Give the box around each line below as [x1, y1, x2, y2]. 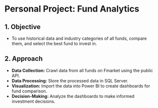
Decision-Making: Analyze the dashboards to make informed [11, 93, 135, 99]
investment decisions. [11, 98, 56, 104]
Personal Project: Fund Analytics [4, 3, 140, 15]
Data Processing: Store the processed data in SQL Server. [11, 77, 129, 83]
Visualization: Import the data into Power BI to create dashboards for [11, 83, 150, 89]
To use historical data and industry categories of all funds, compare [11, 35, 147, 41]
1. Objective [4, 23, 41, 31]
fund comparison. [11, 88, 47, 94]
